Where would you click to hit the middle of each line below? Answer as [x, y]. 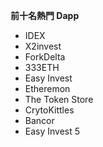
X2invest [43, 46]
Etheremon [47, 88]
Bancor [39, 120]
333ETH [42, 67]
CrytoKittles [49, 110]
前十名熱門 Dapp [45, 15]
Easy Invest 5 [52, 131]
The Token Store [59, 99]
